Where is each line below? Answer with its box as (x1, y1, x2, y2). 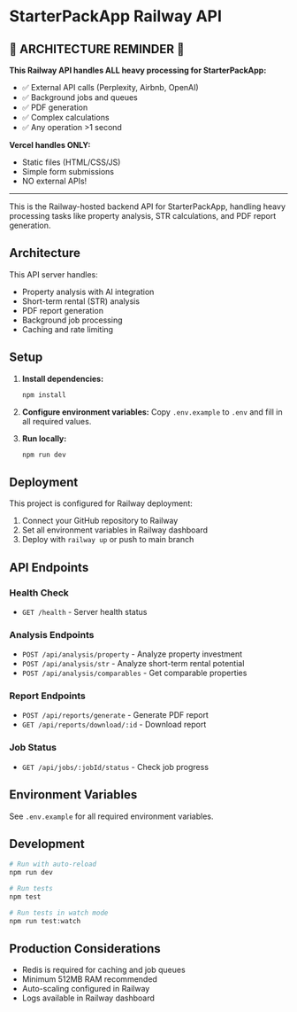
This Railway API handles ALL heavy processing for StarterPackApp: (9, 65, 267, 75)
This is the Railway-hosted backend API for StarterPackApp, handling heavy (9, 201, 286, 212)
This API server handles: (9, 269, 99, 280)
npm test (9, 892, 42, 901)
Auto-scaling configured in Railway (21, 984, 150, 994)
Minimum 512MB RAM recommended (21, 974, 157, 985)
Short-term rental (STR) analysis (21, 295, 140, 307)
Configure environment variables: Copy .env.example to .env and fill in (21, 406, 283, 417)
